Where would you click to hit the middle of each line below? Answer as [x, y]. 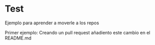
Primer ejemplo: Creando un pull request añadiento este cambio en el [78, 32]
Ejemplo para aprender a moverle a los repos [52, 23]
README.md [18, 38]
